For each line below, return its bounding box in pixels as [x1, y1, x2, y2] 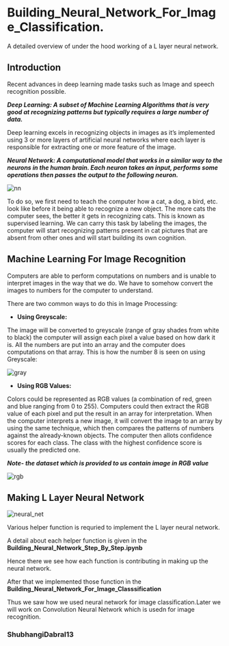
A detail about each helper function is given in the [7, 537, 147, 545]
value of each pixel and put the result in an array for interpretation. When [7, 409, 213, 417]
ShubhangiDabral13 [7, 630, 74, 639]
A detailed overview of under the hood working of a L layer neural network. [7, 42, 219, 50]
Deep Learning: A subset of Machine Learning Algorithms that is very [7, 101, 210, 109]
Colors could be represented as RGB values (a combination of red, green [7, 395, 212, 403]
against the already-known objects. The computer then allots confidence [7, 431, 212, 439]
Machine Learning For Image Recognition [7, 253, 186, 265]
